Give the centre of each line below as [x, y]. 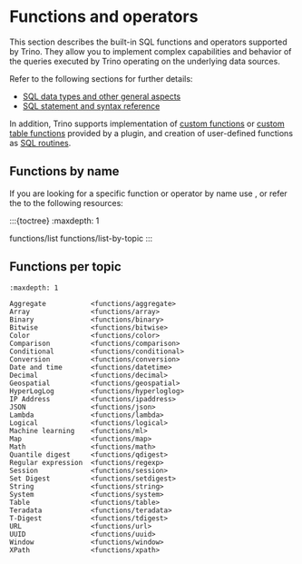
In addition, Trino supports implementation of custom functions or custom [147, 124]
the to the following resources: [67, 203]
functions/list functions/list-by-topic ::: [81, 238]
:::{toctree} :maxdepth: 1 [54, 221]
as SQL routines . [40, 143]
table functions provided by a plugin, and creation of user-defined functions [151, 133]
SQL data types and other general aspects [102, 96]
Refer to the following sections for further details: [101, 78]
